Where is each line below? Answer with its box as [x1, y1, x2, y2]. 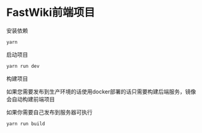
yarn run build [6, 120, 45, 127]
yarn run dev [6, 63, 40, 69]
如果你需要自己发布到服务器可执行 [6, 108, 93, 116]
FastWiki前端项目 [6, 5, 95, 20]
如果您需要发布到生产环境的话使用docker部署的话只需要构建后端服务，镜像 [6, 88, 196, 95]
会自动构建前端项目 [6, 95, 55, 102]
